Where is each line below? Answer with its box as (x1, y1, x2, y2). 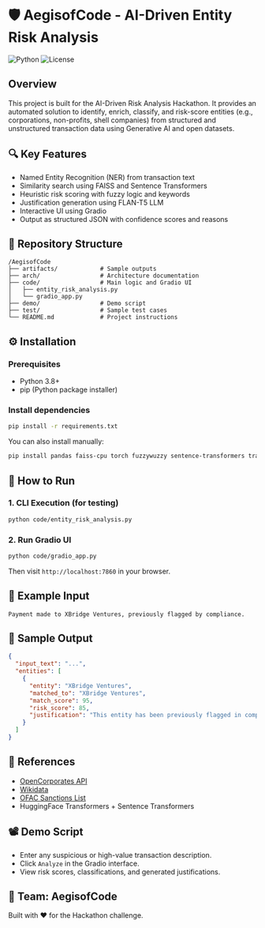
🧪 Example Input (8, 589, 90, 603)
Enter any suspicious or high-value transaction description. (19, 850, 212, 859)
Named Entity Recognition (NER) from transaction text (19, 172, 196, 182)
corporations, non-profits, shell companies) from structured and (8, 115, 217, 125)
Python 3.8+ (19, 377, 61, 386)
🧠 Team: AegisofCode (8, 889, 118, 903)
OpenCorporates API (19, 776, 88, 786)
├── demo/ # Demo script (8, 299, 147, 308)
